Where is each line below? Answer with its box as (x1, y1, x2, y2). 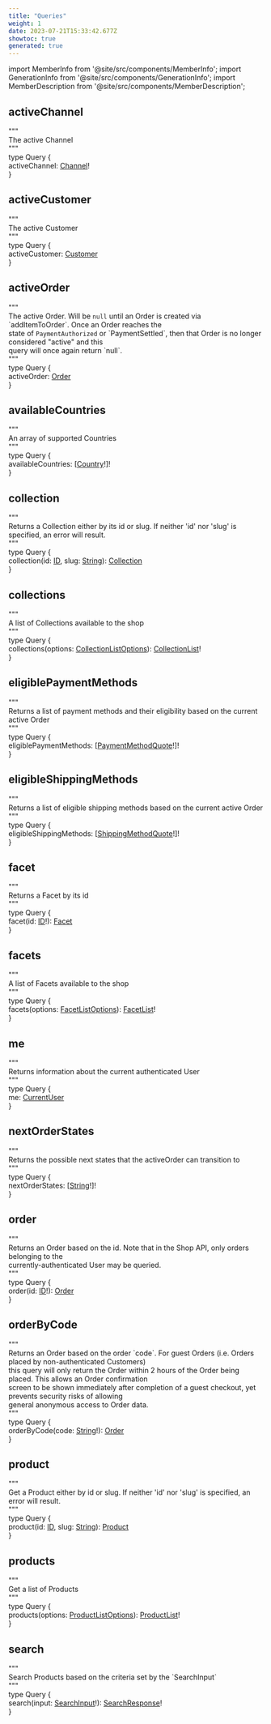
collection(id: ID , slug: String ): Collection (8, 556, 143, 565)
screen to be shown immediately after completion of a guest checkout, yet (8, 1382, 256, 1392)
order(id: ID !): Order (8, 1286, 74, 1295)
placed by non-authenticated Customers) (8, 1356, 146, 1366)
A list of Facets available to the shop (8, 979, 129, 988)
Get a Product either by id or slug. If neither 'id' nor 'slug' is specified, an (8, 1487, 251, 1497)
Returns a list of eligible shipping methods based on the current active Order (8, 803, 264, 813)
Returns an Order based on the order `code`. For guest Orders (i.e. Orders (8, 1348, 255, 1358)
